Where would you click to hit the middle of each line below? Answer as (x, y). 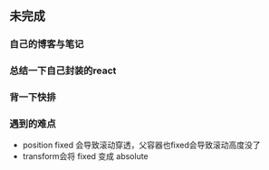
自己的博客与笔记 (47, 44)
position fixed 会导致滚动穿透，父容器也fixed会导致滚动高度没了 (141, 145)
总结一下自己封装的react (63, 71)
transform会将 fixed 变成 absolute (86, 156)
